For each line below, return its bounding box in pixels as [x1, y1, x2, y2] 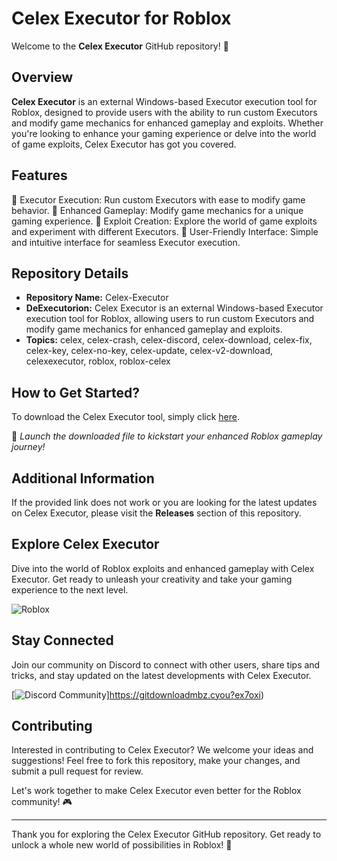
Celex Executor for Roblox [11, 7, 232, 30]
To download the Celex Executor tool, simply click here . [11, 411, 240, 423]
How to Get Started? [11, 384, 141, 401]
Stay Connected [11, 632, 114, 649]
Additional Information [11, 470, 155, 487]
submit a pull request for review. [11, 765, 144, 777]
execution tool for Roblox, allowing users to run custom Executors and [25, 313, 315, 325]
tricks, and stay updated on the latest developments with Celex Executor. [11, 669, 312, 681]
